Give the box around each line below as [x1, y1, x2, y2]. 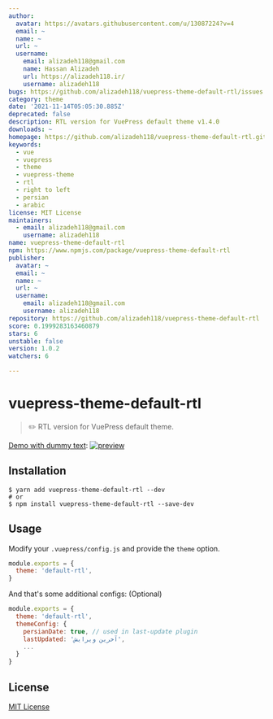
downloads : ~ [8, 125, 53, 133]
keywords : [8, 140, 42, 149]
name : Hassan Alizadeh [23, 65, 100, 73]
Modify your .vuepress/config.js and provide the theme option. [8, 543, 221, 553]
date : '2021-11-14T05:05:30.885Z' [8, 102, 126, 111]
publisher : [8, 254, 45, 262]
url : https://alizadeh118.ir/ [23, 72, 126, 81]
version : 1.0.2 [8, 345, 60, 353]
